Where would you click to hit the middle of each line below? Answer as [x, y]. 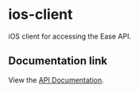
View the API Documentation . [56, 79]
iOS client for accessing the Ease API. [70, 36]
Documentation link [58, 61]
